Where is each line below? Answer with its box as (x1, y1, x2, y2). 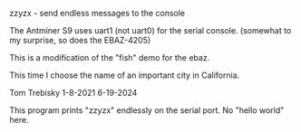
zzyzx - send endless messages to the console (9, 8, 186, 18)
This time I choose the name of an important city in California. (9, 70, 240, 80)
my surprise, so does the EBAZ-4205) (9, 35, 151, 45)
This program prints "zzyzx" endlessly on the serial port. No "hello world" (9, 105, 285, 116)
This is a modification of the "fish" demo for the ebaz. (9, 52, 210, 62)
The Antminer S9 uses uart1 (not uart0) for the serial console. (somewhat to (9, 25, 292, 35)
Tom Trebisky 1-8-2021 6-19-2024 (9, 88, 138, 98)
